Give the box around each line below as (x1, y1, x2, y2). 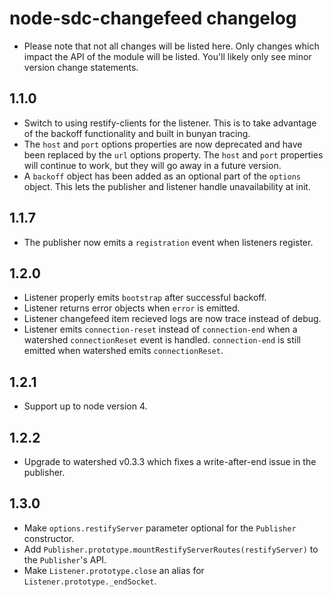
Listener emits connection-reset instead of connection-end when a (23, 323, 298, 336)
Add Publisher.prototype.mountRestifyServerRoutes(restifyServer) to (23, 543, 319, 555)
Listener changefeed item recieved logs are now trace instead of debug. (23, 313, 322, 325)
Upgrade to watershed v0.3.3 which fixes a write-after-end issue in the (23, 456, 317, 467)
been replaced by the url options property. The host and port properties (23, 148, 324, 161)
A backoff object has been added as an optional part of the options (23, 170, 301, 182)
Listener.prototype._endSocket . (23, 575, 157, 587)
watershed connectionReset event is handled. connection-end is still (23, 334, 301, 346)
